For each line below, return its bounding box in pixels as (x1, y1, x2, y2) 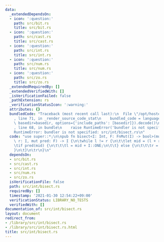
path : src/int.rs (14, 48, 49, 53)
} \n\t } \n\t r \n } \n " (14, 148, 51, 153)
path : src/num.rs (14, 61, 49, 66)
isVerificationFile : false (9, 180, 64, 184)
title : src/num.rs (14, 66, 51, 71)
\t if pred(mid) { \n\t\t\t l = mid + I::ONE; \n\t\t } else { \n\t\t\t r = (14, 143, 159, 148)
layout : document (5, 211, 41, 216)
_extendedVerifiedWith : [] (9, 89, 64, 94)
